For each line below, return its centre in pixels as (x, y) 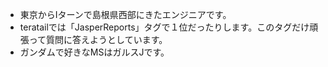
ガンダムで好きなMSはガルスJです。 (94, 52)
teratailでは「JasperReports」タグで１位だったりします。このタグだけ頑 (169, 27)
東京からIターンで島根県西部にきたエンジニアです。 (125, 14)
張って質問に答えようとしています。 (93, 39)
